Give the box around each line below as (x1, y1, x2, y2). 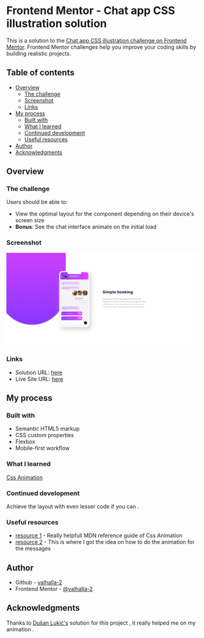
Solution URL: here (15, 369, 63, 376)
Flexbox (15, 438, 35, 446)
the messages (15, 545, 51, 553)
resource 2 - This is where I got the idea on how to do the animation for (15, 538, 195, 546)
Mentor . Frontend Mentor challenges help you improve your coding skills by (6, 43, 197, 51)
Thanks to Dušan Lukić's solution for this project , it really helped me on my (6, 619, 196, 626)
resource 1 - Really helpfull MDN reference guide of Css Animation (15, 532, 183, 539)
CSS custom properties (15, 432, 75, 439)
